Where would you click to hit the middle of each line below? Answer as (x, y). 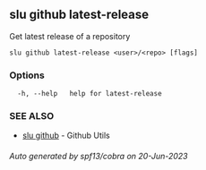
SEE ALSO (32, 116)
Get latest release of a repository (70, 36)
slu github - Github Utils (66, 136)
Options (27, 75)
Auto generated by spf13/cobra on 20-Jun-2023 (99, 156)
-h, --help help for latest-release (90, 94)
